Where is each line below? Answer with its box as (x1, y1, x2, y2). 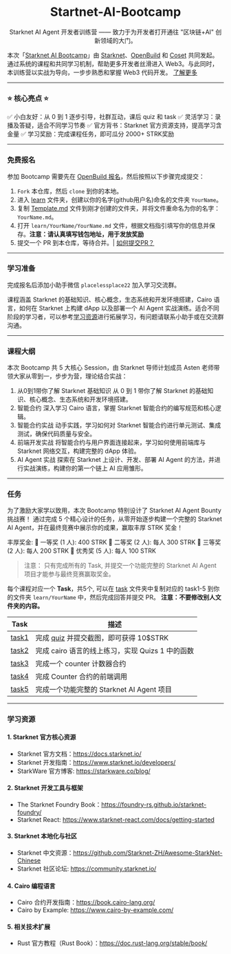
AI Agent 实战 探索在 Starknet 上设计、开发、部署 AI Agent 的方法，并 (16, 456, 215, 464)
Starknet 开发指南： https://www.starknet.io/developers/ (16, 758, 176, 766)
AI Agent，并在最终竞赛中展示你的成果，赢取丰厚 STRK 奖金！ (7, 524, 184, 532)
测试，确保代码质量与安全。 (16, 430, 96, 438)
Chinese (16, 856, 41, 865)
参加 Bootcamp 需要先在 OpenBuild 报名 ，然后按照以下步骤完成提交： (7, 172, 205, 180)
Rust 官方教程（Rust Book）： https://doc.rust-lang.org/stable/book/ (16, 939, 208, 947)
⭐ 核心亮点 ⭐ (7, 94, 49, 103)
